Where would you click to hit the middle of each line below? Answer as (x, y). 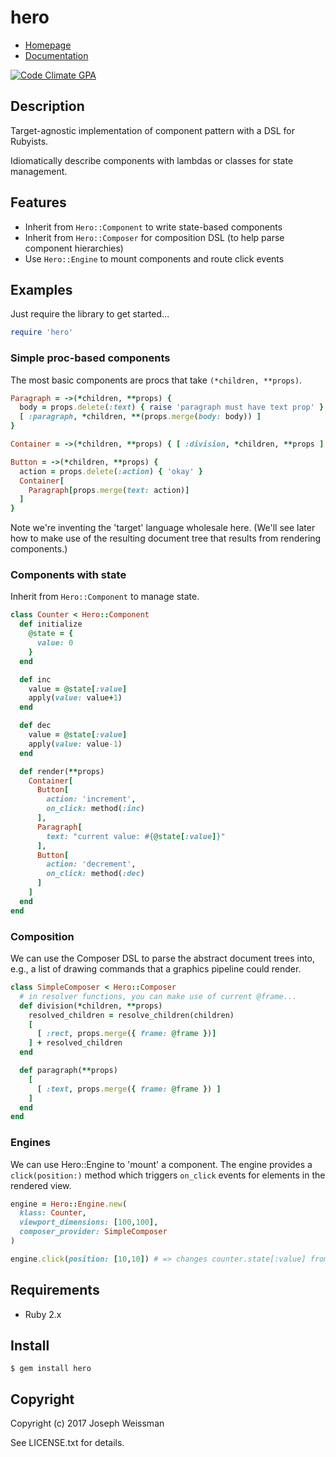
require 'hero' (42, 332)
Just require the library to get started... (90, 314)
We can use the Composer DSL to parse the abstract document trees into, (163, 958)
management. (39, 171)
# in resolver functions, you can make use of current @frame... (158, 996)
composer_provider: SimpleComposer (93, 1232)
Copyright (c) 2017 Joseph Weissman (87, 1423)
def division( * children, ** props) (91, 1006)
